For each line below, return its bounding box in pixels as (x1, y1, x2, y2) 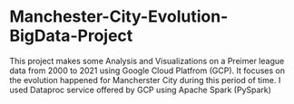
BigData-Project (9, 25, 133, 46)
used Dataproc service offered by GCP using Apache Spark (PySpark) (9, 84, 272, 95)
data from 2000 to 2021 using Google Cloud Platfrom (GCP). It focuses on (9, 65, 286, 76)
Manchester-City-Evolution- (9, 6, 229, 27)
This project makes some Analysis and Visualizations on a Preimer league (9, 55, 285, 66)
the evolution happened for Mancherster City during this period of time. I (9, 74, 281, 85)
